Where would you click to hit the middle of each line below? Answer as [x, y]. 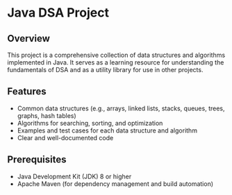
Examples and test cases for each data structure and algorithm [107, 130]
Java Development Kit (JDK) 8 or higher [74, 176]
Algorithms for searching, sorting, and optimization [90, 123]
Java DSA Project [58, 13]
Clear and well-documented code [65, 137]
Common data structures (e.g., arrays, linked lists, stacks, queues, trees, [121, 108]
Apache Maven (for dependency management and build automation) [115, 184]
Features [27, 92]
